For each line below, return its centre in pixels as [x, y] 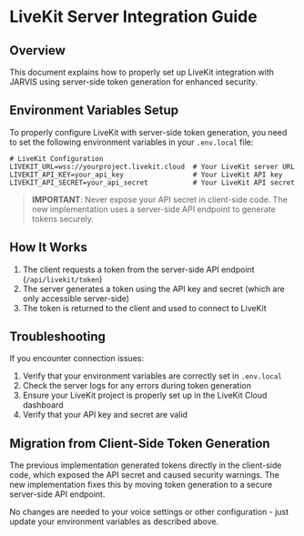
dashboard [43, 405]
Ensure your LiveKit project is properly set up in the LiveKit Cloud [145, 395]
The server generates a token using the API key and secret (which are [153, 288]
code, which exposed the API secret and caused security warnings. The [144, 475]
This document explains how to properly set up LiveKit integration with [142, 72]
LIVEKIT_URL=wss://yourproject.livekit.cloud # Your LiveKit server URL [152, 167]
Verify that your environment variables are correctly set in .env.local [152, 376]
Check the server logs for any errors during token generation [137, 386]
